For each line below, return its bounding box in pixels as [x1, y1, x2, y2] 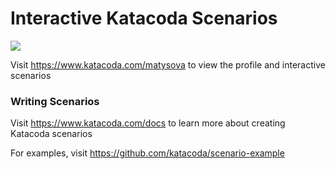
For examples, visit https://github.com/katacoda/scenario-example [10, 147, 285, 159]
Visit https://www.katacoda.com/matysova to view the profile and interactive [10, 58, 326, 71]
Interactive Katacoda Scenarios [10, 7, 278, 30]
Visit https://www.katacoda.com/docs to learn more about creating [10, 117, 286, 129]
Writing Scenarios [10, 94, 100, 108]
